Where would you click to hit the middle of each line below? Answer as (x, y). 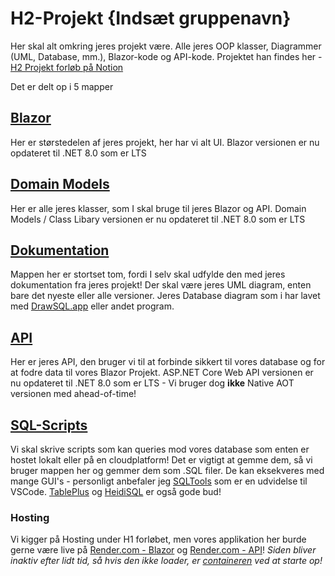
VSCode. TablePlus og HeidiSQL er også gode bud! (116, 491)
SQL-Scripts (49, 425)
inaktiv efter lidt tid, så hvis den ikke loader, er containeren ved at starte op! (166, 561)
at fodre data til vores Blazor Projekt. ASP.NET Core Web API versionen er (162, 373)
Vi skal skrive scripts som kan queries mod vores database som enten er (160, 449)
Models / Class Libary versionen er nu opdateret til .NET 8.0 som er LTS (158, 219)
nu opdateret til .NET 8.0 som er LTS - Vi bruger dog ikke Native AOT (152, 383)
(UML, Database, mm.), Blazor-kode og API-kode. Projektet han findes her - (166, 56)
